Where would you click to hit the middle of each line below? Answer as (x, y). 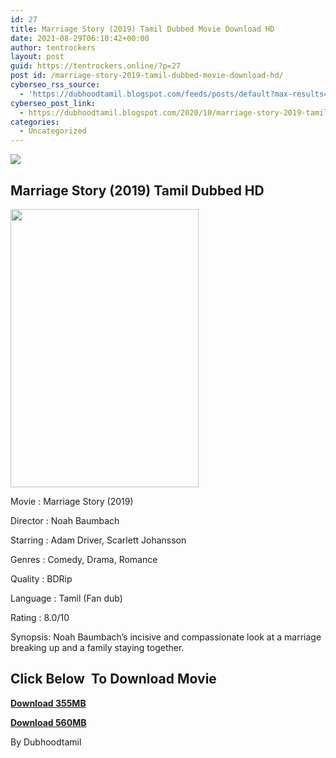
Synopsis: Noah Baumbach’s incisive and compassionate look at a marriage (166, 637)
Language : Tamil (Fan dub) (66, 598)
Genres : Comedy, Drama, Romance (84, 559)
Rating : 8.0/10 (40, 617)
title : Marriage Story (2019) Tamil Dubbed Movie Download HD (142, 29)
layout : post (37, 57)
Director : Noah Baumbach (65, 520)
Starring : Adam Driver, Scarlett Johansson (98, 540)
